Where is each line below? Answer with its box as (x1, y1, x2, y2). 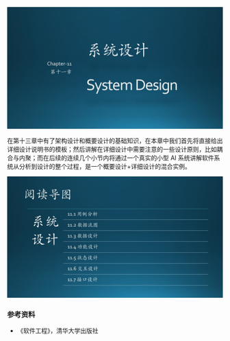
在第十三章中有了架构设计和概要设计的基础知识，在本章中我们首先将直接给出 (7, 137, 223, 145)
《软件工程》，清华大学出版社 (16, 327, 99, 335)
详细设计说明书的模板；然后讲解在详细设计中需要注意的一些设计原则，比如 (7, 145, 217, 153)
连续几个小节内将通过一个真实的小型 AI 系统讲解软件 (66, 154, 214, 162)
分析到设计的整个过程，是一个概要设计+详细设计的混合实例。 (18, 162, 192, 170)
